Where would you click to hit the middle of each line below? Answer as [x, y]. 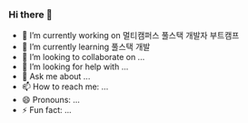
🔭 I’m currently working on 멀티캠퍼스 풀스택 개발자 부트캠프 [130, 36]
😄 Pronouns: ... [51, 100]
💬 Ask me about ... [56, 77]
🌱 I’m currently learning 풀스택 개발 [86, 47]
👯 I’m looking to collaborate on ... [83, 57]
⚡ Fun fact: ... [46, 110]
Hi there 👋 [31, 15]
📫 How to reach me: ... [65, 87]
